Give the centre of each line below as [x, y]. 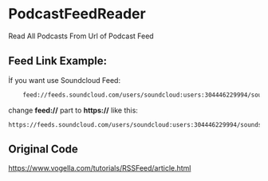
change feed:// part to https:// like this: [73, 110]
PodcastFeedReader [77, 14]
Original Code [43, 150]
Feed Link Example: [58, 61]
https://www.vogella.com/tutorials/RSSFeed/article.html [100, 168]
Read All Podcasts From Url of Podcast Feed [81, 36]
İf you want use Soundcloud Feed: [65, 80]
